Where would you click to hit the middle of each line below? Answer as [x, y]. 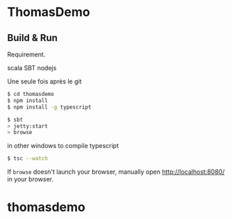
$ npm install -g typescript [49, 107]
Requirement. [26, 54]
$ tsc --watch [28, 159]
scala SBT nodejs [32, 68]
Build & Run [32, 38]
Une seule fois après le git [44, 81]
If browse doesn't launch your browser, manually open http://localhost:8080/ [116, 172]
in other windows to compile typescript [63, 146]
